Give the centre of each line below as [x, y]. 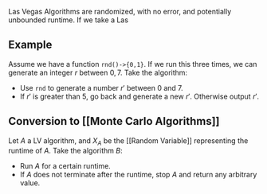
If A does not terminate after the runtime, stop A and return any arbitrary [138, 175]
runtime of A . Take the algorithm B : [65, 151]
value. [30, 183]
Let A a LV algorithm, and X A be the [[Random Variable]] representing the [128, 141]
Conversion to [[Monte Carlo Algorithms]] [114, 121]
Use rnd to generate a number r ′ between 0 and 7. [101, 87]
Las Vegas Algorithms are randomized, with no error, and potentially [120, 12]
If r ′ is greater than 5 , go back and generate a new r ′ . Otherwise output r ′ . [139, 96]
